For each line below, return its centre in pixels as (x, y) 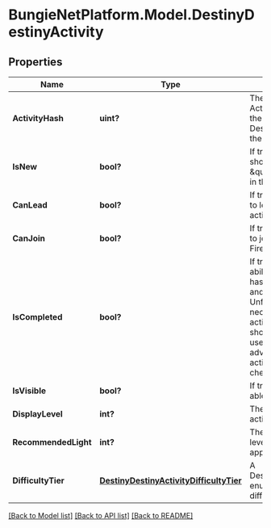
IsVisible (29, 391)
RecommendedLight (52, 442)
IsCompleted (38, 317)
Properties (35, 62)
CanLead (30, 205)
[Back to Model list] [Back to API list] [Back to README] (101, 515)
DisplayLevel (38, 414)
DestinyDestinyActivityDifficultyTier (171, 480)
